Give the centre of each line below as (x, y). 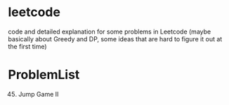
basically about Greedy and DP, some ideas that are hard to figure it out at (115, 38)
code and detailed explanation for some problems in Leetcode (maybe (110, 31)
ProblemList (44, 75)
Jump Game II (38, 94)
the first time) (28, 46)
